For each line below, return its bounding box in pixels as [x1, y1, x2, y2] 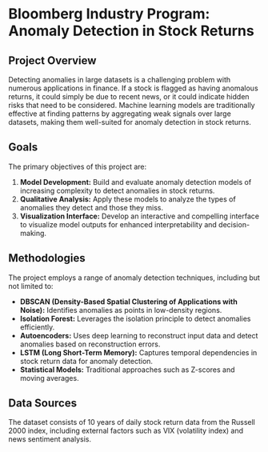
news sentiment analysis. [8, 434, 92, 444]
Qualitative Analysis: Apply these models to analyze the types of [19, 194, 236, 204]
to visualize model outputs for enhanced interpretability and [19, 219, 218, 229]
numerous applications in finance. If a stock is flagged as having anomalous [8, 83, 258, 93]
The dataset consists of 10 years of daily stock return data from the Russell [8, 418, 256, 427]
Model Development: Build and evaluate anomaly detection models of [19, 177, 252, 186]
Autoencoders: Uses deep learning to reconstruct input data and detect [19, 330, 258, 340]
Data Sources [8, 397, 78, 410]
